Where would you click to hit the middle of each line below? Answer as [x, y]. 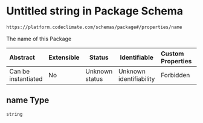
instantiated [26, 78]
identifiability [137, 78]
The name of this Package [39, 39]
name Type [28, 100]
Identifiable [137, 57]
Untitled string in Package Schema [95, 11]
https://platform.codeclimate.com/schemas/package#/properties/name [94, 27]
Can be [20, 71]
